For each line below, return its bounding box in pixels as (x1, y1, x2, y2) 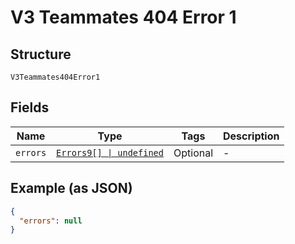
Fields (10, 99, 50, 116)
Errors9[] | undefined (56, 147, 164, 158)
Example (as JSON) (10, 180, 133, 197)
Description (223, 129, 280, 143)
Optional (173, 146, 214, 160)
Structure (10, 46, 72, 63)
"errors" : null (19, 216, 83, 226)
